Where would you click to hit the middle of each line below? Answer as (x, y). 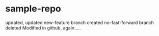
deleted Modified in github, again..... (43, 27)
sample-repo (33, 9)
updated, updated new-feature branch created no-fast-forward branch (80, 22)
